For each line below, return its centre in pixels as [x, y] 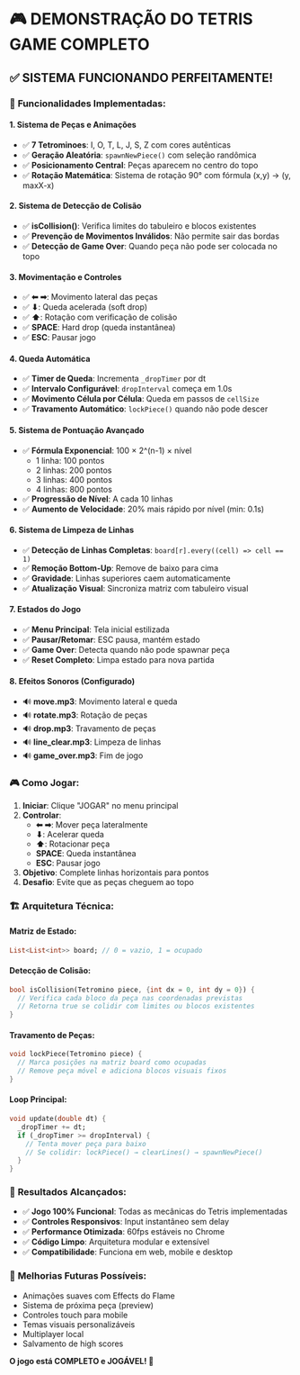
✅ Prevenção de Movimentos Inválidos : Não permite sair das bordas [151, 236]
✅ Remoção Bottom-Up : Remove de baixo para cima [120, 568]
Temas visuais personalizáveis [79, 1324]
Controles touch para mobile [75, 1315]
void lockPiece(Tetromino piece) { [76, 1054]
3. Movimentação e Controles [66, 276]
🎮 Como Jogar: [44, 783]
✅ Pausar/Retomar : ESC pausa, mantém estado [111, 639]
